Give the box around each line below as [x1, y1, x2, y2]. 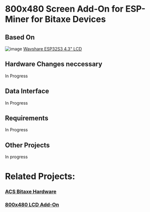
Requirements [5, 114, 48, 123]
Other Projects [5, 141, 50, 149]
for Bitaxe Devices [30, 14, 106, 25]
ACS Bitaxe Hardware [5, 188, 57, 195]
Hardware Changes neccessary [5, 60, 103, 69]
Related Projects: [5, 171, 75, 182]
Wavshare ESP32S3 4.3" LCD [23, 46, 82, 52]
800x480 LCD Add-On [5, 201, 60, 208]
